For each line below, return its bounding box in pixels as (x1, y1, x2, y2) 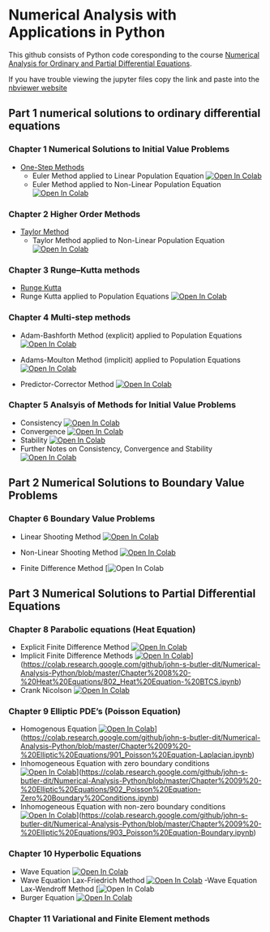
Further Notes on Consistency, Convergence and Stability (19, 443, 213, 453)
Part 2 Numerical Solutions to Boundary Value (8, 476, 245, 490)
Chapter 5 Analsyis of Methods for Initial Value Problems (8, 399, 237, 411)
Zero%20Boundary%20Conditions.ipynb (19, 793, 156, 803)
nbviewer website (8, 83, 67, 93)
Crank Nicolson (19, 686, 72, 695)
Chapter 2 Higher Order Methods (8, 208, 141, 220)
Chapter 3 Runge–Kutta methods (8, 264, 140, 276)
